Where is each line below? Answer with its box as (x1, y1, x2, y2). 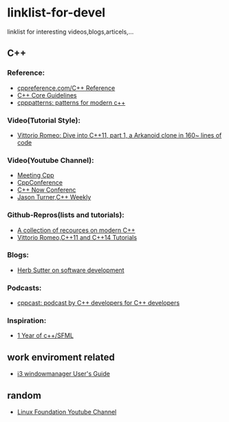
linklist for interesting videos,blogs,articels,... (7, 27, 134, 36)
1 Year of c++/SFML (17, 331, 74, 340)
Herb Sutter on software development (17, 266, 125, 274)
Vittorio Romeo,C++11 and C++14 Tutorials (17, 233, 138, 241)
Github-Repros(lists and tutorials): (7, 210, 125, 220)
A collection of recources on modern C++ (17, 225, 135, 234)
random (7, 390, 41, 401)
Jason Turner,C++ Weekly (17, 193, 91, 201)
